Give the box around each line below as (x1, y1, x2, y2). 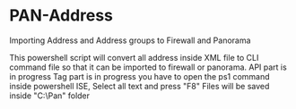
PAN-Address (9, 5, 114, 26)
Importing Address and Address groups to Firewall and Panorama (9, 35, 251, 46)
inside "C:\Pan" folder (9, 90, 91, 101)
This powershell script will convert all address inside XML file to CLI (9, 52, 259, 63)
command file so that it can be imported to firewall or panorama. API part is (9, 62, 287, 72)
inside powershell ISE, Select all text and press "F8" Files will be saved (9, 80, 270, 91)
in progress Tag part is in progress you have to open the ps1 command (9, 71, 271, 81)
